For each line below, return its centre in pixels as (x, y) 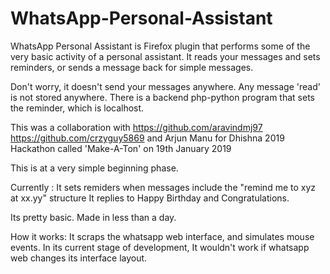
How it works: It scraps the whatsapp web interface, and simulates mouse (162, 236)
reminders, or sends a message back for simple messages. (132, 67)
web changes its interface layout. (79, 258)
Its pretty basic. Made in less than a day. (93, 217)
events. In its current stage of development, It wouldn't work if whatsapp (160, 247)
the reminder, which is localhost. (77, 108)
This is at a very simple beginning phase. (94, 168)
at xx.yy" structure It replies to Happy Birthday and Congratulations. (150, 198)
